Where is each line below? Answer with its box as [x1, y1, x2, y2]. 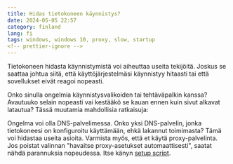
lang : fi [7, 29, 33, 37]
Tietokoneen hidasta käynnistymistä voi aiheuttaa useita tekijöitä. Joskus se [7, 62, 227, 70]
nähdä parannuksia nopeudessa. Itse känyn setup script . [7, 149, 171, 157]
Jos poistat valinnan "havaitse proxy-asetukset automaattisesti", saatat [7, 142, 213, 149]
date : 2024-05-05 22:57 [7, 17, 77, 24]
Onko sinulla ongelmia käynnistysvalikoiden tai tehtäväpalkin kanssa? [7, 90, 208, 99]
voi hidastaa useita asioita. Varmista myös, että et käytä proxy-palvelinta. [7, 134, 218, 142]
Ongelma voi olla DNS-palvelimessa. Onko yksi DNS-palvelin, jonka [7, 119, 202, 127]
